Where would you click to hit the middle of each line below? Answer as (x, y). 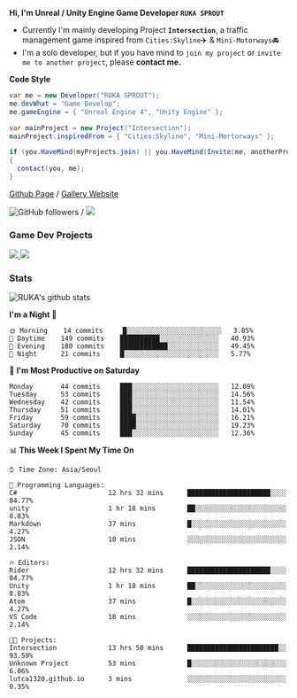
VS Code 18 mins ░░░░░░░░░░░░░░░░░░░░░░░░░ (148, 617)
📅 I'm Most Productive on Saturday (74, 370)
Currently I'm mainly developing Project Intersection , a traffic (135, 30)
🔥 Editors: (30, 563)
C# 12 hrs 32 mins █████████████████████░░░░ (148, 493)
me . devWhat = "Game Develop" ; (65, 104)
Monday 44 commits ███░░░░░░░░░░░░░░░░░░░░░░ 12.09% (132, 387)
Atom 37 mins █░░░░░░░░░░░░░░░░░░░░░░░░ (148, 601)
